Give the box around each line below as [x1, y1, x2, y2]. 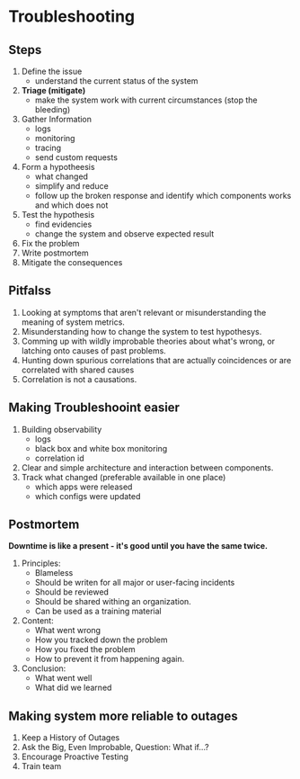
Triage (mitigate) [21, 85, 86, 95]
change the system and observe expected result [34, 228, 215, 239]
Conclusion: [21, 663, 66, 674]
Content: [21, 615, 55, 626]
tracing [34, 142, 62, 153]
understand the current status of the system [34, 76, 199, 86]
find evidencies [34, 219, 93, 229]
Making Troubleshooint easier [8, 400, 181, 416]
